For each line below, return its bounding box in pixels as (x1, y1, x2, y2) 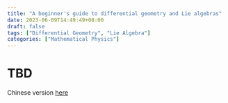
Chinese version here (7, 88, 68, 97)
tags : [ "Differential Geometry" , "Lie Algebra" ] (7, 29, 151, 37)
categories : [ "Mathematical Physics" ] (7, 36, 120, 43)
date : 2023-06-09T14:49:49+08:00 (7, 17, 104, 24)
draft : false (7, 23, 45, 30)
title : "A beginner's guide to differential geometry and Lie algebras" (7, 10, 222, 17)
